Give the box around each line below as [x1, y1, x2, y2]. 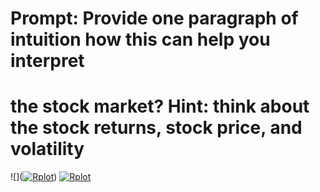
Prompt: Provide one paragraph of [10, 7, 299, 30]
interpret [10, 50, 85, 72]
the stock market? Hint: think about [10, 95, 310, 118]
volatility [10, 138, 85, 161]
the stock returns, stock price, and [10, 117, 303, 139]
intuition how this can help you [10, 28, 271, 51]
